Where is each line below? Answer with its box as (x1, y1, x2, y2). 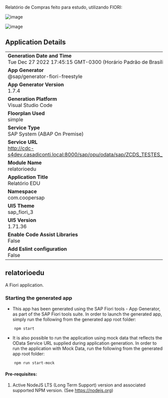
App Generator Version (7, 81, 64, 88)
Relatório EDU (7, 179, 40, 186)
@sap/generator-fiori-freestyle (7, 72, 82, 79)
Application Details (5, 38, 66, 46)
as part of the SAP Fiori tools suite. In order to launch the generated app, (12, 311, 162, 317)
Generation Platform (7, 95, 57, 102)
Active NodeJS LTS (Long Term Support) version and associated (12, 382, 146, 388)
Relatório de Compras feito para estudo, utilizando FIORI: (5, 4, 122, 10)
